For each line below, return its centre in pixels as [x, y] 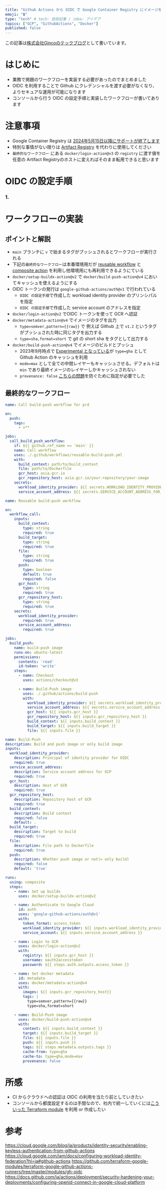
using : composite [27, 882]
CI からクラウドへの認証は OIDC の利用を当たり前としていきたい [78, 1097]
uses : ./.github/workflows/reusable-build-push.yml [68, 455]
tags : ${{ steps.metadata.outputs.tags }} [67, 1047]
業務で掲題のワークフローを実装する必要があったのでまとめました [79, 79]
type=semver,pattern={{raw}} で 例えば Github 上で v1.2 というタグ [88, 326]
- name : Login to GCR [36, 941]
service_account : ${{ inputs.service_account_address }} [83, 933]
